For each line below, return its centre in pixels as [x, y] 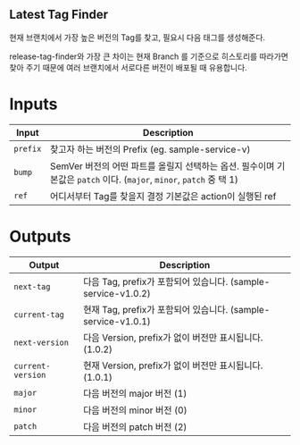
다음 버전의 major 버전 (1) [135, 393]
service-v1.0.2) [117, 293]
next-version [42, 342]
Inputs [33, 104]
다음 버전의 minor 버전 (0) [135, 410]
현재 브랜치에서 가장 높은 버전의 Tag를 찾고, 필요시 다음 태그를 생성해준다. [137, 37]
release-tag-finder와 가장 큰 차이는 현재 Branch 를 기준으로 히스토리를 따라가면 [149, 56]
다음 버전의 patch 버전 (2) [135, 426]
